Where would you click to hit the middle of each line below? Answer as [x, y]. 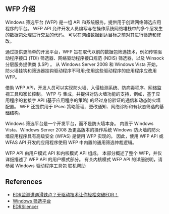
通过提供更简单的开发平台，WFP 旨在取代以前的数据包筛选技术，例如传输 [81, 51]
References [24, 182]
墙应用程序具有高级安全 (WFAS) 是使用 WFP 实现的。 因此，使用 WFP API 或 [84, 136]
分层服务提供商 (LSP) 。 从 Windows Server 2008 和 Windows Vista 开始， [83, 64]
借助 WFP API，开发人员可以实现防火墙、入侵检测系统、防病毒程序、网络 [81, 88]
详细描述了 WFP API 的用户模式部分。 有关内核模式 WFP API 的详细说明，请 [84, 159]
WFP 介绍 [20, 9]
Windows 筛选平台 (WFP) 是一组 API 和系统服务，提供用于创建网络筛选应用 [83, 22]
